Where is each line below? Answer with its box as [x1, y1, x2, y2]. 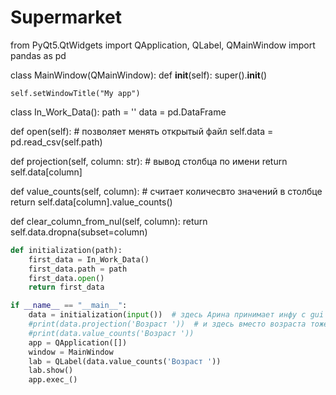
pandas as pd [10, 49, 67, 61]
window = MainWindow [28, 347, 114, 357]
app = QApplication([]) [28, 337, 128, 348]
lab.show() [28, 366, 74, 376]
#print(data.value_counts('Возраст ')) [28, 328, 195, 338]
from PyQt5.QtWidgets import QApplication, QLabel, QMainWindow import [10, 39, 316, 51]
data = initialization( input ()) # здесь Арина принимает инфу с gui [28, 310, 325, 320]
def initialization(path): [10, 245, 123, 255]
